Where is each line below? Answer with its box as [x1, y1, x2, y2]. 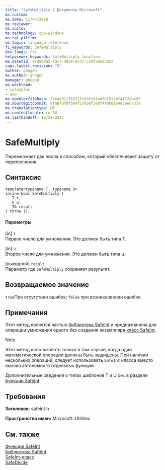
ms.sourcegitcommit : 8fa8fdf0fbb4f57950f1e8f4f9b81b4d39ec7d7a [5, 101, 141, 106]
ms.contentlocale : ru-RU [5, 110, 57, 116]
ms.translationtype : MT [5, 106, 55, 111]
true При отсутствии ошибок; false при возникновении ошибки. [5, 294, 142, 300]
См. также [5, 430, 40, 438]
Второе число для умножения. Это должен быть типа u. [5, 251, 126, 257]
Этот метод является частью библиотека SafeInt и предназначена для [5, 322, 157, 328]
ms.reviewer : [5, 21, 33, 27]
